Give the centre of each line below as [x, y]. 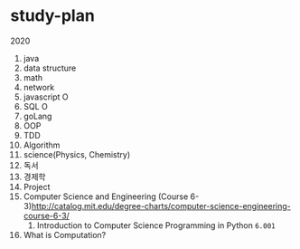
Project [37, 187]
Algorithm [42, 145]
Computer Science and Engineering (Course [106, 196]
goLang [37, 116]
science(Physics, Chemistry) [77, 154]
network [39, 87]
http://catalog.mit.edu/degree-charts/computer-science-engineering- [161, 206]
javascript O [46, 97]
